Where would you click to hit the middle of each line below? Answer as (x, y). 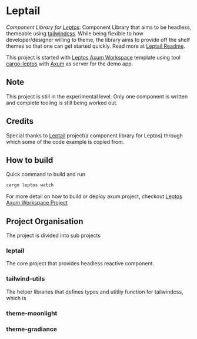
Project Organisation (45, 221)
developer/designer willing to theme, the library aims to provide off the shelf (98, 40)
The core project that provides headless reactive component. (80, 264)
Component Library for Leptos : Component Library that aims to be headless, (99, 27)
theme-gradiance (32, 329)
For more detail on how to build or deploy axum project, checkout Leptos (94, 196)
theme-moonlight (32, 313)
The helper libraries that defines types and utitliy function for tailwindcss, (95, 292)
